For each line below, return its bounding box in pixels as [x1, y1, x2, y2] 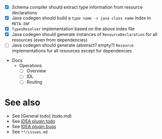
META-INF [11, 22, 30, 27]
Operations [19, 63, 42, 69]
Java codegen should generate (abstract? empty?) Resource [11, 42, 134, 48]
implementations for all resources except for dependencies [11, 48, 132, 54]
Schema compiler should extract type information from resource [11, 4, 143, 10]
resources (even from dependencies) [11, 37, 87, 43]
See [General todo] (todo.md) [11, 113, 72, 119]
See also [4, 96, 40, 108]
